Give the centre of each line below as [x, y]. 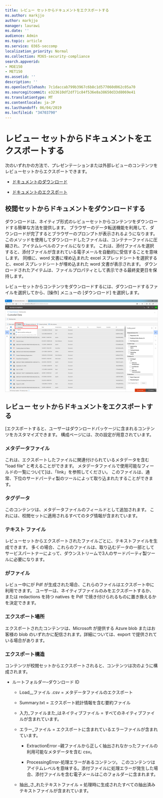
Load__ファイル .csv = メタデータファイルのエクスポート [76, 692]
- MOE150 [14, 67]
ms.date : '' [17, 31]
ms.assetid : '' [20, 77]
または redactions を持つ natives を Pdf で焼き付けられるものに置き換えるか [81, 597]
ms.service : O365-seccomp [31, 46]
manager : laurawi [23, 26]
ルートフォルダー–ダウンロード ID [46, 682]
